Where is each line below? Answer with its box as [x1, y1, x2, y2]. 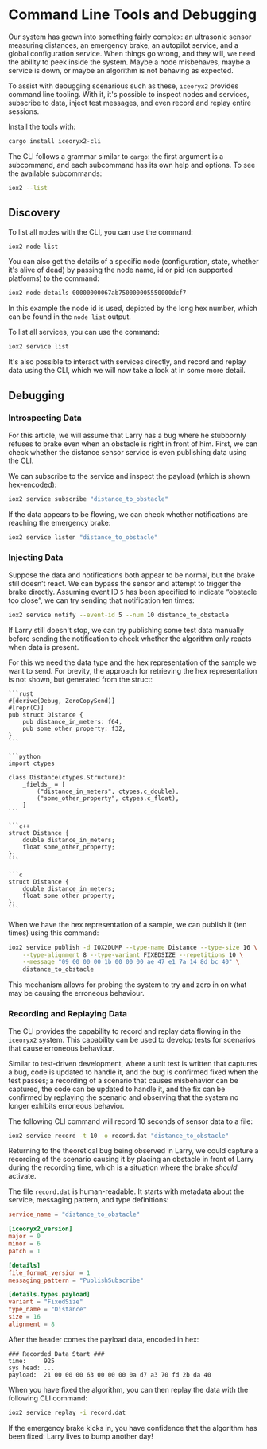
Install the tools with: [8, 122, 76, 131]
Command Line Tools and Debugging [8, 6, 257, 24]
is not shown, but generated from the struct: [8, 674, 153, 684]
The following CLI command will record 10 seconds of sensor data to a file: [8, 1116, 253, 1126]
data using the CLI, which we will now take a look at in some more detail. [8, 366, 246, 375]
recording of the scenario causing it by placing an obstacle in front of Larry [8, 1155, 254, 1164]
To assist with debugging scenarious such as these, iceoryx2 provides [8, 81, 239, 91]
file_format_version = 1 [8, 1268, 91, 1277]
